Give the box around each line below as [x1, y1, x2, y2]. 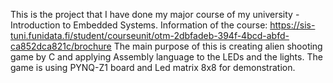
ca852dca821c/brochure [10, 40, 112, 52]
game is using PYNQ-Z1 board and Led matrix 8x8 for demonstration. [10, 62, 296, 73]
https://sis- [269, 19, 316, 31]
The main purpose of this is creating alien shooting [113, 40, 323, 52]
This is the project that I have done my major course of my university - [10, 9, 300, 20]
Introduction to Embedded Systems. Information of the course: [10, 19, 268, 31]
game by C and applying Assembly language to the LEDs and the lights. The [10, 51, 323, 63]
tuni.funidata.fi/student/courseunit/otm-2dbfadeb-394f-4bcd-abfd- [10, 30, 290, 41]
